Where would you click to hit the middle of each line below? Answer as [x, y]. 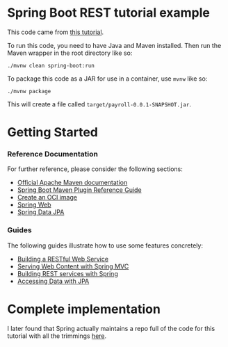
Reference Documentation [53, 154]
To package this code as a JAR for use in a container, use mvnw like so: [107, 79]
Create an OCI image [47, 197]
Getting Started [53, 132]
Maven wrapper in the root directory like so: [70, 53]
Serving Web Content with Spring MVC [73, 266]
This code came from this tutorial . [56, 32]
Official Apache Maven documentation [72, 183]
